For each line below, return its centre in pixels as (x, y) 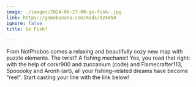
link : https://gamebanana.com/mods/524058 (61, 18)
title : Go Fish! (27, 29)
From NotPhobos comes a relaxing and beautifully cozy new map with (95, 52)
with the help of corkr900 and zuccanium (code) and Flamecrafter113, (94, 64)
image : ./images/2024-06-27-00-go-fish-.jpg (64, 12)
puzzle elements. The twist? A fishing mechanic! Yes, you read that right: (98, 58)
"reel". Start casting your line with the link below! (68, 77)
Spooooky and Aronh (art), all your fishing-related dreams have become (97, 71)
